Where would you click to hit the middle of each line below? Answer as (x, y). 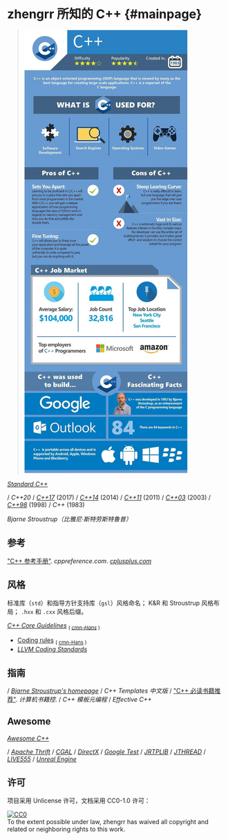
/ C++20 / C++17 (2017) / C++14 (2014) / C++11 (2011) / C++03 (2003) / (109, 497)
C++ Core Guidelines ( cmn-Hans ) (54, 626)
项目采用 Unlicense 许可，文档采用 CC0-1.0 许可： (79, 801)
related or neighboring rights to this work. (66, 829)
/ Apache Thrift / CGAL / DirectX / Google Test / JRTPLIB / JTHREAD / (106, 751)
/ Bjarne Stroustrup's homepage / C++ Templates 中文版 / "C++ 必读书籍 (111, 691)
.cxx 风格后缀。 (65, 611)
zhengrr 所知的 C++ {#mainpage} (105, 14)
